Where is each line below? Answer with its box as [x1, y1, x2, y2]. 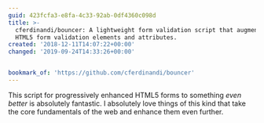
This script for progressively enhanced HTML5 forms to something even [8, 90, 242, 99]
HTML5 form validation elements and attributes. [15, 33, 178, 42]
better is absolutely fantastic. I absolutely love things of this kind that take [8, 99, 246, 108]
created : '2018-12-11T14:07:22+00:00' [8, 41, 135, 49]
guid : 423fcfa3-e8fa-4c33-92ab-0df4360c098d [8, 11, 156, 20]
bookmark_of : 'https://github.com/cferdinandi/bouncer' [8, 69, 195, 77]
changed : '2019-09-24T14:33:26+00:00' [8, 48, 135, 56]
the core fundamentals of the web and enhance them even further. [8, 107, 224, 116]
